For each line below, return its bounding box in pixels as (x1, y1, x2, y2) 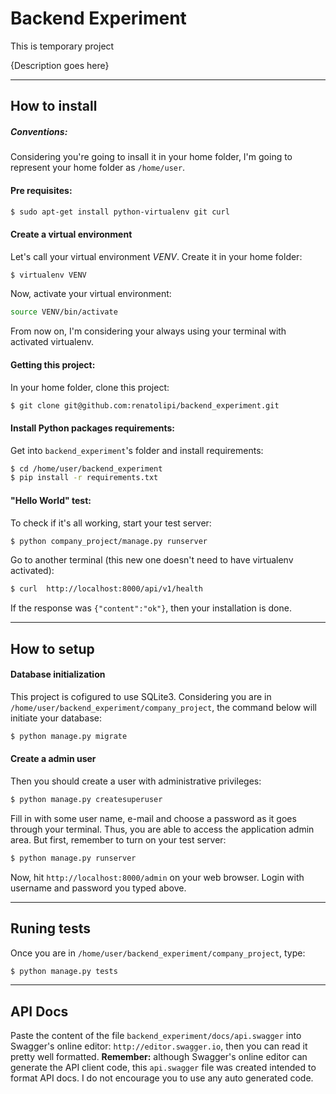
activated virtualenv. (10, 336, 94, 348)
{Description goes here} (10, 59, 110, 71)
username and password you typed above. (10, 882, 187, 894)
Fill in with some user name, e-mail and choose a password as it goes (10, 812, 297, 824)
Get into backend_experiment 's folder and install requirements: (10, 444, 264, 456)
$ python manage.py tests (10, 966, 118, 976)
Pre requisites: (10, 184, 73, 196)
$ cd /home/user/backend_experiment (10, 463, 163, 474)
